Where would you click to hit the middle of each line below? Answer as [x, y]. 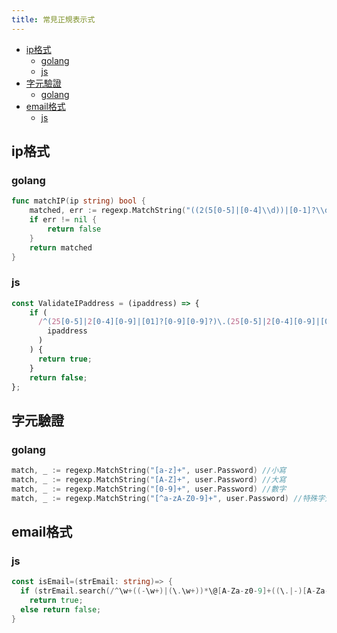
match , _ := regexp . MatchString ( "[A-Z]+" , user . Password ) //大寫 [149, 480]
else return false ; [61, 609]
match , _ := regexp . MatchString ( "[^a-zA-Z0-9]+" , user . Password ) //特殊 [164, 498]
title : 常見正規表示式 [53, 19]
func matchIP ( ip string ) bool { [78, 201]
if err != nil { [63, 220]
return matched [61, 247]
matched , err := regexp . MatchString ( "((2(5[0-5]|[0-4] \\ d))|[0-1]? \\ [177, 211]
